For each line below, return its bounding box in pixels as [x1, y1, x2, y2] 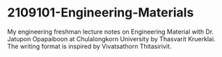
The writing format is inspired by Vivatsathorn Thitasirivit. [7, 42, 172, 50]
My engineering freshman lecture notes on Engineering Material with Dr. [7, 27, 214, 36]
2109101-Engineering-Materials [7, 5, 194, 21]
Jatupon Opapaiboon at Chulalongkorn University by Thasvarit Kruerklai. [7, 34, 216, 43]
